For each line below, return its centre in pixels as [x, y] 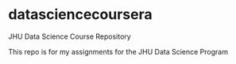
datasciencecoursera [80, 15]
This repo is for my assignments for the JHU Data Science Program [118, 51]
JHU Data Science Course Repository [70, 36]
